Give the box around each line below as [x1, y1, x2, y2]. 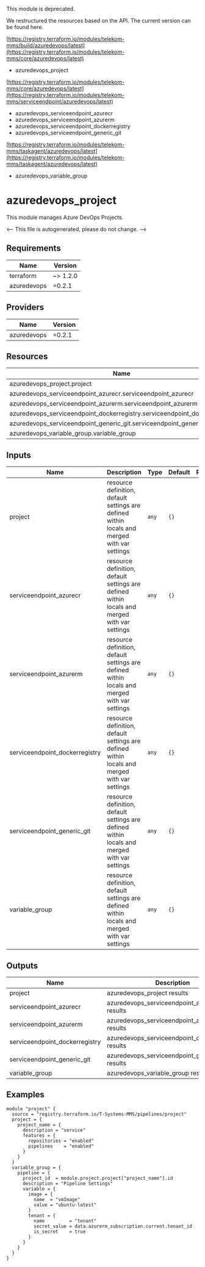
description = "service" [22, 1127, 86, 1133]
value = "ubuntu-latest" [33, 1202, 97, 1208]
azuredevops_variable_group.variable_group [9, 429, 136, 438]
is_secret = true [33, 1229, 86, 1235]
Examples [6, 1089, 45, 1100]
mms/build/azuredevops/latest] [6, 42, 85, 49]
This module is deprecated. [6, 5, 75, 12]
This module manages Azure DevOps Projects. [6, 214, 124, 221]
